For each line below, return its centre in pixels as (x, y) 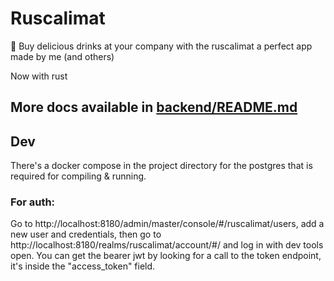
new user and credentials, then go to (86, 234)
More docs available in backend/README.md (154, 107)
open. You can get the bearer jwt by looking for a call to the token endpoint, (166, 256)
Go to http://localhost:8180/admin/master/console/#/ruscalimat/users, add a (167, 224)
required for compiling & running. (78, 176)
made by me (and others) (62, 56)
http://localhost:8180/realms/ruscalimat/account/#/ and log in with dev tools (167, 245)
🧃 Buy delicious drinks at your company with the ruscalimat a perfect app (161, 46)
